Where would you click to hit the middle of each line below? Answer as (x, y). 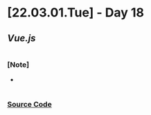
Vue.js (21, 38)
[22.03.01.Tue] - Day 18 (75, 13)
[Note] (18, 65)
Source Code (29, 105)
